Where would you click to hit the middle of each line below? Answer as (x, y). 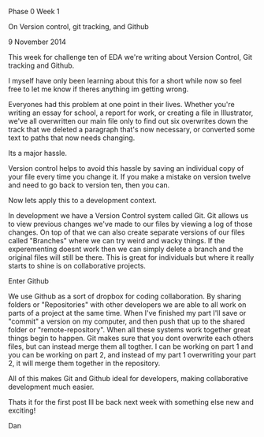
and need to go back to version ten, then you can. (89, 185)
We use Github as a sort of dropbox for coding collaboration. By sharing (125, 296)
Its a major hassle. (38, 153)
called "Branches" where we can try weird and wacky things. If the (117, 241)
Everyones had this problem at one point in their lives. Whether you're (121, 104)
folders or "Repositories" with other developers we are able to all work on (127, 305)
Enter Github (29, 281)
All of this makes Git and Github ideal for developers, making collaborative (128, 378)
